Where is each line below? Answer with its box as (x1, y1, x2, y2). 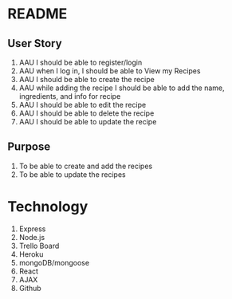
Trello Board (18, 241, 60, 250)
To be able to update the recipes (18, 169, 126, 179)
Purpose (7, 140, 51, 154)
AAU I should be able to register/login (18, 57, 143, 67)
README (7, 5, 68, 23)
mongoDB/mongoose (18, 258, 89, 267)
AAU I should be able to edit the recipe (18, 100, 147, 109)
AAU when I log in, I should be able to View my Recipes (18, 66, 201, 76)
